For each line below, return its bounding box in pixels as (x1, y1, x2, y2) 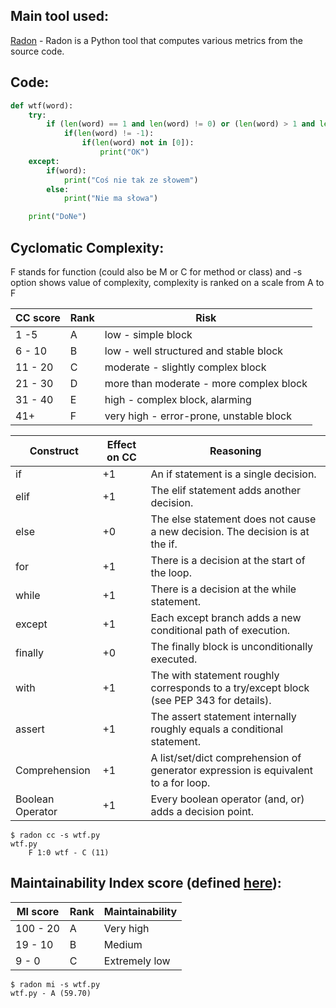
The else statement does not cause (150, 512, 317, 526)
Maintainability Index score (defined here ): (10, 875, 282, 892)
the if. (150, 537, 178, 551)
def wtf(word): (10, 100, 74, 111)
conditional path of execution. (150, 623, 291, 637)
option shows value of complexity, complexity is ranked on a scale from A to (10, 276, 325, 288)
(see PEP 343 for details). (150, 693, 272, 707)
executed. (150, 652, 198, 666)
